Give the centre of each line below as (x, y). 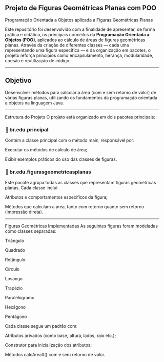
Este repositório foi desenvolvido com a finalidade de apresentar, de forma (80, 29)
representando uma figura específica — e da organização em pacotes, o (78, 50)
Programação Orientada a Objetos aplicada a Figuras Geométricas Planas (79, 20)
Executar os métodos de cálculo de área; (46, 149)
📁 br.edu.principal (27, 129)
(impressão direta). (24, 212)
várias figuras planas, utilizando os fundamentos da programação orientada (81, 97)
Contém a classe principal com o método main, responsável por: (70, 140)
